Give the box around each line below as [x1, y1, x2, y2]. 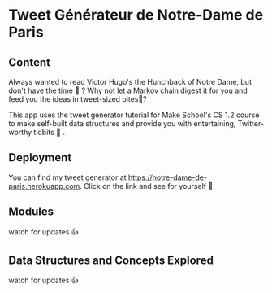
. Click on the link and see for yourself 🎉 [80, 181, 214, 190]
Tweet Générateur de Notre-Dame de [8, 6, 264, 24]
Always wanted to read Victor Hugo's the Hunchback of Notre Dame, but [8, 77, 252, 86]
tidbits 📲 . [33, 128, 65, 137]
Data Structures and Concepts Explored [8, 254, 214, 268]
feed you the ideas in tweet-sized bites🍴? [8, 94, 148, 103]
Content [8, 55, 51, 69]
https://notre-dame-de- [128, 173, 207, 182]
